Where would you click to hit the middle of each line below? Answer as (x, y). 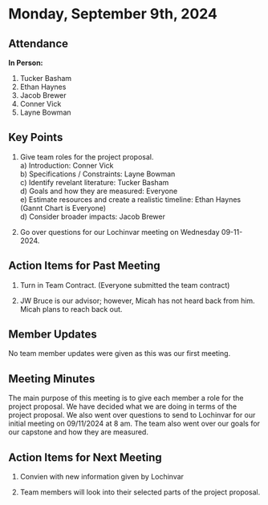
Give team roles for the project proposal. (87, 156)
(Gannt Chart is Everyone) (63, 208)
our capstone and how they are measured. (78, 432)
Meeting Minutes (52, 379)
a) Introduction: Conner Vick (67, 165)
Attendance (39, 44)
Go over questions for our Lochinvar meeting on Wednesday (120, 232)
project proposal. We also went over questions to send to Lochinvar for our (132, 415)
